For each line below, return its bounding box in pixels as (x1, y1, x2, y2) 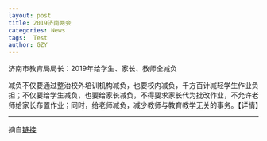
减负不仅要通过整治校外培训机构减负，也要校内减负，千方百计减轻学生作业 (8, 81, 252, 90)
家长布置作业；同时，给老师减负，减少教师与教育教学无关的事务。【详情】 (21, 101, 262, 110)
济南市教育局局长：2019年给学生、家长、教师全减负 (8, 64, 177, 74)
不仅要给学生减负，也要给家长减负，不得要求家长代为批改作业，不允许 (21, 90, 252, 100)
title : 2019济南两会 (8, 19, 72, 27)
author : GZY (8, 41, 48, 49)
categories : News (8, 26, 66, 34)
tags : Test (8, 33, 48, 42)
